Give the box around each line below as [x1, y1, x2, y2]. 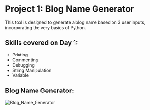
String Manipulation [12, 67, 52, 73]
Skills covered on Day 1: [5, 39, 78, 47]
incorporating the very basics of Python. [5, 24, 86, 30]
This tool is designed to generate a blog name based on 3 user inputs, [5, 19, 146, 25]
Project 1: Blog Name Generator [5, 3, 134, 15]
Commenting [12, 57, 38, 63]
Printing [12, 52, 28, 57]
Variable [12, 72, 29, 78]
